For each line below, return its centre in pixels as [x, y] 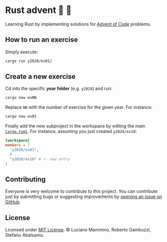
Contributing [25, 179]
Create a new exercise [40, 77]
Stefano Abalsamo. [25, 235]
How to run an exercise [42, 40]
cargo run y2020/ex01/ [29, 61]
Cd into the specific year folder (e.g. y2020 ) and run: [59, 88]
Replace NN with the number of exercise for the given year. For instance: [79, 107]
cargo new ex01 [21, 116]
